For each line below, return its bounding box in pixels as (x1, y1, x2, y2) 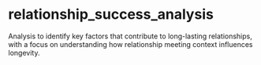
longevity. (8, 48, 40, 57)
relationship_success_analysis (8, 5, 214, 23)
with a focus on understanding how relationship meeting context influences (8, 39, 254, 49)
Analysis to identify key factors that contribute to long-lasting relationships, (8, 31, 252, 41)
